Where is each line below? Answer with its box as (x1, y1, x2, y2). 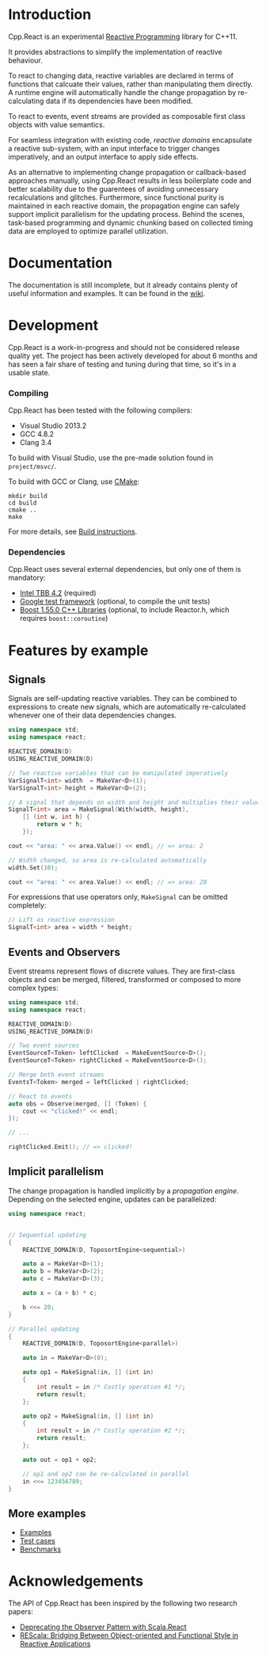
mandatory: (8, 573, 46, 583)
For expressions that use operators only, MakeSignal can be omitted (8, 893, 228, 902)
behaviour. (8, 55, 44, 65)
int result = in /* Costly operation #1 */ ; (36, 1383, 186, 1391)
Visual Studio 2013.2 (19, 421, 87, 431)
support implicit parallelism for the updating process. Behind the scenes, (8, 209, 245, 219)
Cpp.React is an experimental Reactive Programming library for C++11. (8, 32, 237, 41)
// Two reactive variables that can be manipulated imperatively (8, 769, 228, 777)
